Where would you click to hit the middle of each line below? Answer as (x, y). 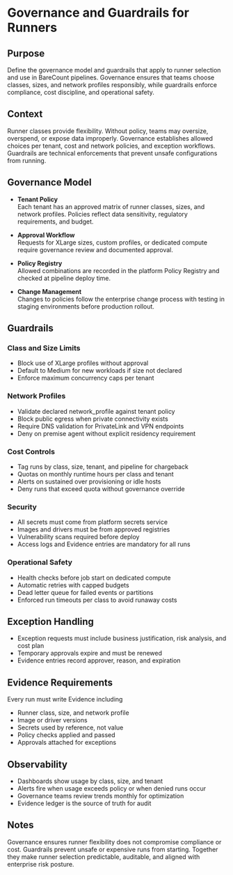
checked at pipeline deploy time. (64, 278)
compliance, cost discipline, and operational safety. (81, 92)
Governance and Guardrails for (98, 13)
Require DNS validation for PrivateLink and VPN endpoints (101, 426)
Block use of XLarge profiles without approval (83, 363)
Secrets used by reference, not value (70, 728)
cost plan (31, 646)
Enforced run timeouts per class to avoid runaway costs (97, 600)
